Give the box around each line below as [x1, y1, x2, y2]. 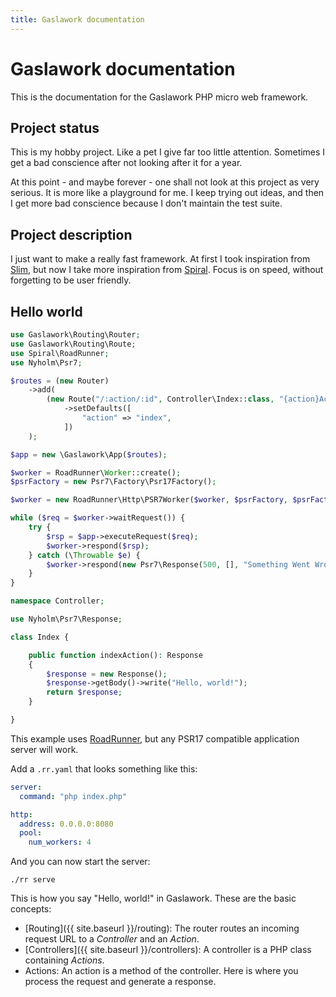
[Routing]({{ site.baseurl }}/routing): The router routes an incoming [24, 922, 300, 935]
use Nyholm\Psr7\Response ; [10, 614, 123, 624]
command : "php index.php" [19, 791, 128, 801]
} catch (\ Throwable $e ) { [28, 550, 141, 560]
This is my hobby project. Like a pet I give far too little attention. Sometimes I [10, 146, 326, 158]
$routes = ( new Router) [10, 376, 110, 386]
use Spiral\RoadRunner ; [10, 348, 110, 358]
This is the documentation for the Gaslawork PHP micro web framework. [10, 91, 309, 103]
